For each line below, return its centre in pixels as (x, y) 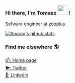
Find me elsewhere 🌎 (32, 47)
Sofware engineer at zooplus (35, 24)
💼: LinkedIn (17, 75)
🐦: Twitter (16, 67)
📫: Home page (21, 60)
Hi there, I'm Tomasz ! (38, 13)
